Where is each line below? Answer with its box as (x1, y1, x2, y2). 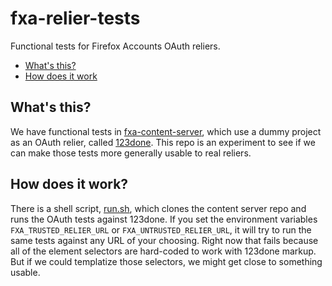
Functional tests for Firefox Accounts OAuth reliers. (10, 40, 221, 52)
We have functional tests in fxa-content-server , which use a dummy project (10, 125, 322, 137)
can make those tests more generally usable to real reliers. (10, 147, 252, 159)
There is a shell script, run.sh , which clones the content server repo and (10, 202, 307, 214)
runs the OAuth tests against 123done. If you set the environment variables (10, 213, 318, 225)
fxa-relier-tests (10, 7, 141, 30)
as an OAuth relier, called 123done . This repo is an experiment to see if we (10, 136, 316, 148)
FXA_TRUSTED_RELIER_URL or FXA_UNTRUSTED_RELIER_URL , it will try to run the (10, 223, 312, 236)
